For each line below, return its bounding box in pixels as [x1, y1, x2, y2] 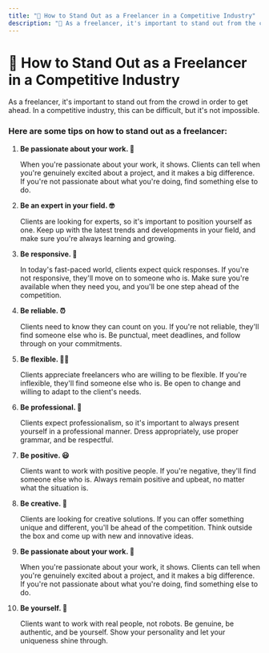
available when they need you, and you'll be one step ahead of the [19, 281, 239, 291]
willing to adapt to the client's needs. [19, 386, 142, 397]
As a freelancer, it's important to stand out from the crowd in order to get [8, 97, 248, 107]
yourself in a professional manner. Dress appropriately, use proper [19, 426, 239, 436]
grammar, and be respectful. [19, 434, 114, 445]
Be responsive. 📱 [19, 249, 78, 259]
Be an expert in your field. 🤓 [19, 200, 114, 210]
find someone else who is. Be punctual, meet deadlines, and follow [19, 330, 241, 340]
